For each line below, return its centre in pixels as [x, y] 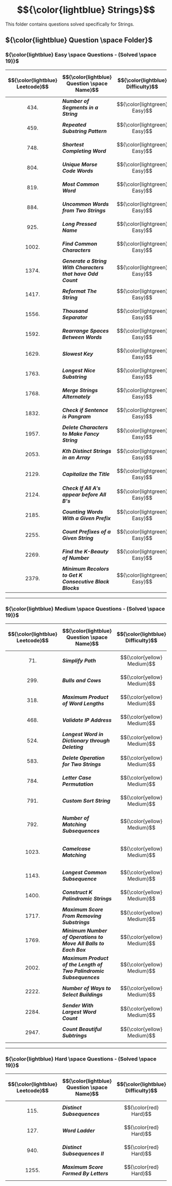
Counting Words [83, 512]
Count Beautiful [82, 1029]
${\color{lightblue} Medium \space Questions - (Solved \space [85, 609]
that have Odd [80, 274]
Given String [78, 538]
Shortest [73, 144]
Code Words [78, 170]
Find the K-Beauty [85, 551]
